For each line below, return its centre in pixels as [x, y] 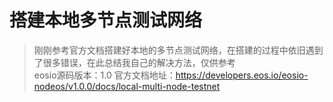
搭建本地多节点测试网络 [106, 20]
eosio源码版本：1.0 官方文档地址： [104, 75]
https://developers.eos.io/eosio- [242, 75]
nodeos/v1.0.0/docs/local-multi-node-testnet [127, 86]
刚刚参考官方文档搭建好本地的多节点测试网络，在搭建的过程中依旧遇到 [178, 50]
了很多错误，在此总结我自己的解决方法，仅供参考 [134, 62]
